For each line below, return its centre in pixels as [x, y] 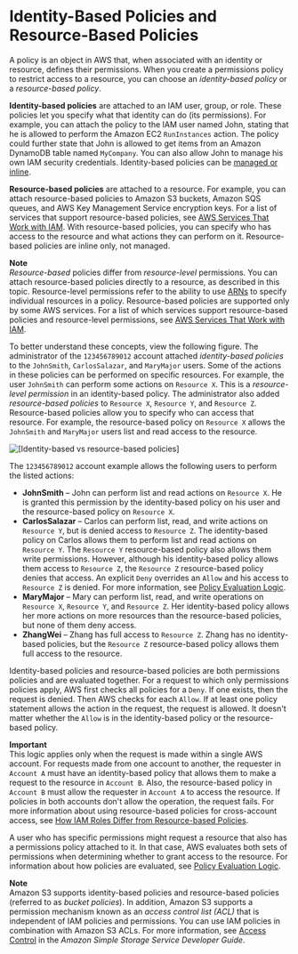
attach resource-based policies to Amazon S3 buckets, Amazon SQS [135, 198]
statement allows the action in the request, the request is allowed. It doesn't [148, 708]
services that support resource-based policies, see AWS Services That [139, 217]
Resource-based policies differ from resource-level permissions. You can [144, 272]
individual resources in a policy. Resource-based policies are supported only [149, 301]
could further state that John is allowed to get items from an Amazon [135, 143]
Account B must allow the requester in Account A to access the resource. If [145, 792]
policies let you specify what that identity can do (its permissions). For [138, 115]
